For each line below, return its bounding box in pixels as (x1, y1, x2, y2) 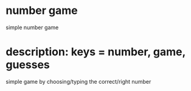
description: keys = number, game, (5, 45, 186, 59)
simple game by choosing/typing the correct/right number (5, 78, 151, 85)
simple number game (5, 24, 59, 31)
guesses (5, 58, 50, 72)
